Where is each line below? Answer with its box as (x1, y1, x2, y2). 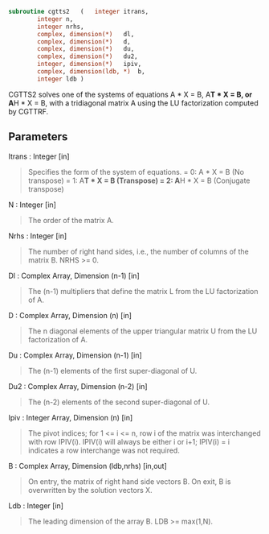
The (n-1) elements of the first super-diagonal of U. (27, 366, 198, 375)
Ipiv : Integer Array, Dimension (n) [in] (8, 412, 133, 422)
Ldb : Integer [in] (8, 500, 64, 511)
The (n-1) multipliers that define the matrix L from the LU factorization (27, 286, 259, 296)
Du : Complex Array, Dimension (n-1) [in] (8, 350, 142, 360)
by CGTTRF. (8, 106, 49, 116)
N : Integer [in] (8, 200, 56, 209)
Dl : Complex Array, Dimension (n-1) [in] (8, 271, 140, 280)
